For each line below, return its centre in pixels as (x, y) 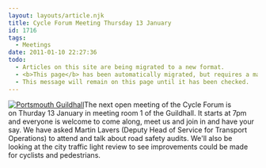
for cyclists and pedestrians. (55, 155)
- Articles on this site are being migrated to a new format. (120, 67)
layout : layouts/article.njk (56, 15)
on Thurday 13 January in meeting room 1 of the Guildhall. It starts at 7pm (127, 113)
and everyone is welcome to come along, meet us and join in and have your (131, 121)
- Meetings (33, 45)
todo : (17, 60)
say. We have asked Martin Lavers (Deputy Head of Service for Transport (128, 130)
